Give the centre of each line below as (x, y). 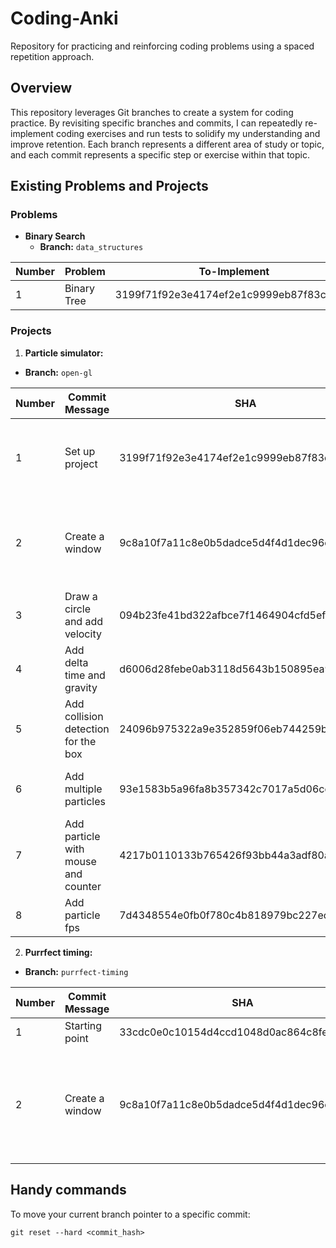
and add (83, 621)
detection (87, 729)
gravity (81, 687)
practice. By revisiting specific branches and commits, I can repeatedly (156, 123)
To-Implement (234, 272)
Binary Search (55, 236)
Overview (41, 88)
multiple (83, 789)
